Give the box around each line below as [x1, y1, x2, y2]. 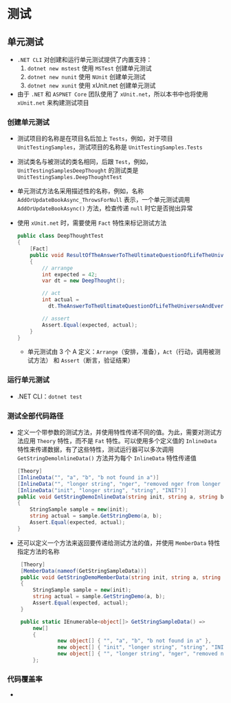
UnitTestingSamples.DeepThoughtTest [16, 174, 122, 181]
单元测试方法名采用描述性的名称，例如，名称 [16, 187, 144, 195]
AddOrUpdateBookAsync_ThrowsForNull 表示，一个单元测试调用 [16, 196, 190, 204]
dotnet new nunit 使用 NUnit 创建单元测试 [27, 73, 146, 81]
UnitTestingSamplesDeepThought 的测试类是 [16, 166, 139, 174]
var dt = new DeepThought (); [42, 277, 126, 285]
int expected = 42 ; [42, 271, 98, 278]
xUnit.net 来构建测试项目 [16, 99, 89, 107]
